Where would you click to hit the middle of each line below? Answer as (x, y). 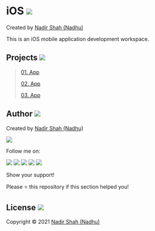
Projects (22, 58)
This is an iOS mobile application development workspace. (78, 39)
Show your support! (30, 174)
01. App (30, 72)
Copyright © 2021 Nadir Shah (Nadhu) (53, 222)
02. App (30, 83)
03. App (30, 95)
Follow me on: (23, 151)
